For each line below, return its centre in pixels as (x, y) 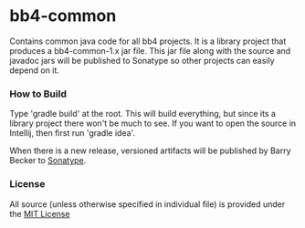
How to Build (38, 94)
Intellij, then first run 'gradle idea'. (72, 133)
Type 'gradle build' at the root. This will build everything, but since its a (143, 114)
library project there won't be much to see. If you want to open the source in (153, 123)
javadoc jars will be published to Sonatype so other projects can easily (142, 60)
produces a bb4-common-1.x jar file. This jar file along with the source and (150, 50)
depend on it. (34, 70)
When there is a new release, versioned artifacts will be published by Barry (150, 150)
